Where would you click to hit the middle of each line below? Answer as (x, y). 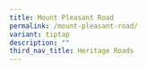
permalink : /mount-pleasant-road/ (74, 26)
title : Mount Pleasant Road (62, 17)
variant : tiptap (39, 34)
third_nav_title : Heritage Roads (72, 51)
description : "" (39, 43)
